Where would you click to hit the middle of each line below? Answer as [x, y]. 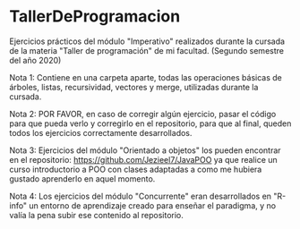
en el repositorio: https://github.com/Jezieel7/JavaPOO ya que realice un [143, 159]
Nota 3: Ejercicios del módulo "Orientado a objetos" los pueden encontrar [145, 150]
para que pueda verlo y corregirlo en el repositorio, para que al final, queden [150, 123]
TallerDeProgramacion [95, 17]
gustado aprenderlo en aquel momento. [82, 178]
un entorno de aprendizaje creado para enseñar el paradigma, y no [152, 205]
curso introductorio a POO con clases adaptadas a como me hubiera [136, 169]
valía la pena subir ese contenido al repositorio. [96, 215]
